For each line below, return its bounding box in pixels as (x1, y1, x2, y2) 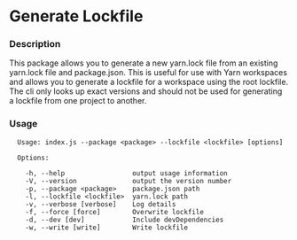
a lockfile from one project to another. (9, 96, 147, 106)
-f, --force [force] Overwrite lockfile (25, 207, 204, 216)
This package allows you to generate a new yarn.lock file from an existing (9, 58, 278, 68)
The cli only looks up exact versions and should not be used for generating (9, 86, 283, 97)
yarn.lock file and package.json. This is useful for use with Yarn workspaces (9, 67, 288, 78)
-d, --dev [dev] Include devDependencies (25, 215, 224, 224)
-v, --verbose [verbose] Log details (25, 199, 176, 209)
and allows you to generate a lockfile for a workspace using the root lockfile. (9, 77, 289, 88)
